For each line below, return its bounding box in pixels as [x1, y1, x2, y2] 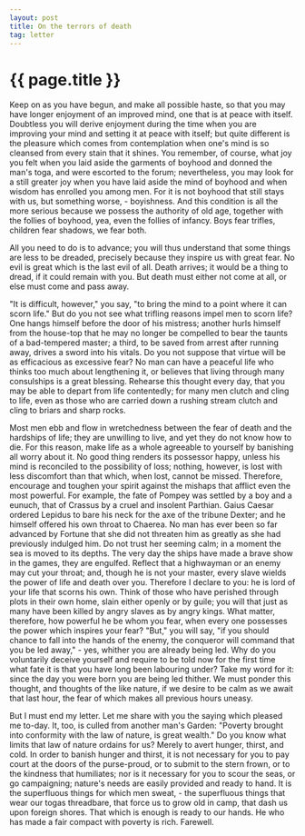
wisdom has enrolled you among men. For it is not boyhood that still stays [9, 186, 284, 197]
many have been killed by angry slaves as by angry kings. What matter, [9, 606, 275, 617]
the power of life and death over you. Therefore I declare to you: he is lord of [9, 577, 296, 588]
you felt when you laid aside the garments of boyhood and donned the [9, 157, 272, 168]
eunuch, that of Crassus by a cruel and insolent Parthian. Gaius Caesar [9, 500, 274, 511]
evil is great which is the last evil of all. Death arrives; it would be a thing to [9, 262, 289, 273]
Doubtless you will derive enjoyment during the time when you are [9, 119, 257, 130]
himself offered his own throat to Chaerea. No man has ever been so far [9, 519, 279, 530]
